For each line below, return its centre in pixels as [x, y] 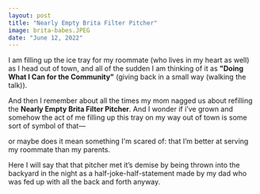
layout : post [30, 15]
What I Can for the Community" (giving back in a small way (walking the [127, 77]
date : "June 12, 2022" [46, 38]
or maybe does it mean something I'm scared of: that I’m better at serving [128, 141]
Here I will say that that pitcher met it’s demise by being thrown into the [124, 165]
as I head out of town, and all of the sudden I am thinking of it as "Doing [126, 69]
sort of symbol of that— [47, 126]
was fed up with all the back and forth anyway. [84, 182]
